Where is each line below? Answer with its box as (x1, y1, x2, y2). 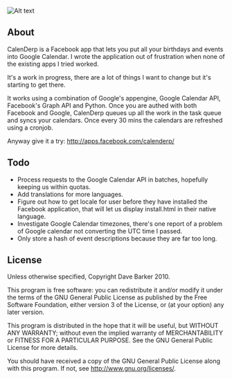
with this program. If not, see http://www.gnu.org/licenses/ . (7, 364, 177, 373)
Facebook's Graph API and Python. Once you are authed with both (7, 101, 197, 109)
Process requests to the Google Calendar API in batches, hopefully (17, 175, 208, 184)
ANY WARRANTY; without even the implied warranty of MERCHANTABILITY (7, 329, 224, 337)
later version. (7, 308, 45, 317)
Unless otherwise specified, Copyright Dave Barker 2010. (7, 272, 171, 281)
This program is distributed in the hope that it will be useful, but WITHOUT (7, 321, 219, 330)
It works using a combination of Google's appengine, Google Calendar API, (7, 94, 221, 102)
